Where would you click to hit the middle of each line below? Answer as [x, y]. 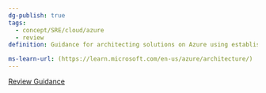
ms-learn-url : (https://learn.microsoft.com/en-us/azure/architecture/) [131, 59]
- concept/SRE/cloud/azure [60, 30]
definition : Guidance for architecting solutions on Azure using [118, 45]
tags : [17, 23]
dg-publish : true [37, 15]
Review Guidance [37, 81]
